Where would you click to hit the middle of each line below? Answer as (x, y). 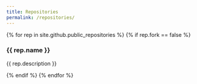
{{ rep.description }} (31, 63)
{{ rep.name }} (28, 50)
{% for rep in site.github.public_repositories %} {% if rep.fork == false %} (99, 34)
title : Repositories (33, 12)
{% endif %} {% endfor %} (40, 75)
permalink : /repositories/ (41, 18)
